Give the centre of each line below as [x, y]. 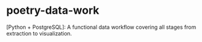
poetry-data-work [53, 10]
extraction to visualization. [39, 33]
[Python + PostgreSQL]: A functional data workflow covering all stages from [101, 27]
